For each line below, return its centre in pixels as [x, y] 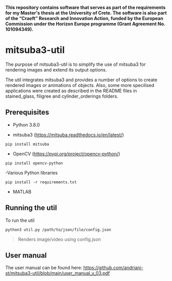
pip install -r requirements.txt [41, 182]
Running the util [31, 208]
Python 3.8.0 [26, 125]
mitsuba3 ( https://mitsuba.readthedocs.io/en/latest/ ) [68, 135]
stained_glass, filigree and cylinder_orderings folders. [62, 96]
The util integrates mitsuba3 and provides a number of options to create [81, 80]
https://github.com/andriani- [113, 268]
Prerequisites [27, 112]
